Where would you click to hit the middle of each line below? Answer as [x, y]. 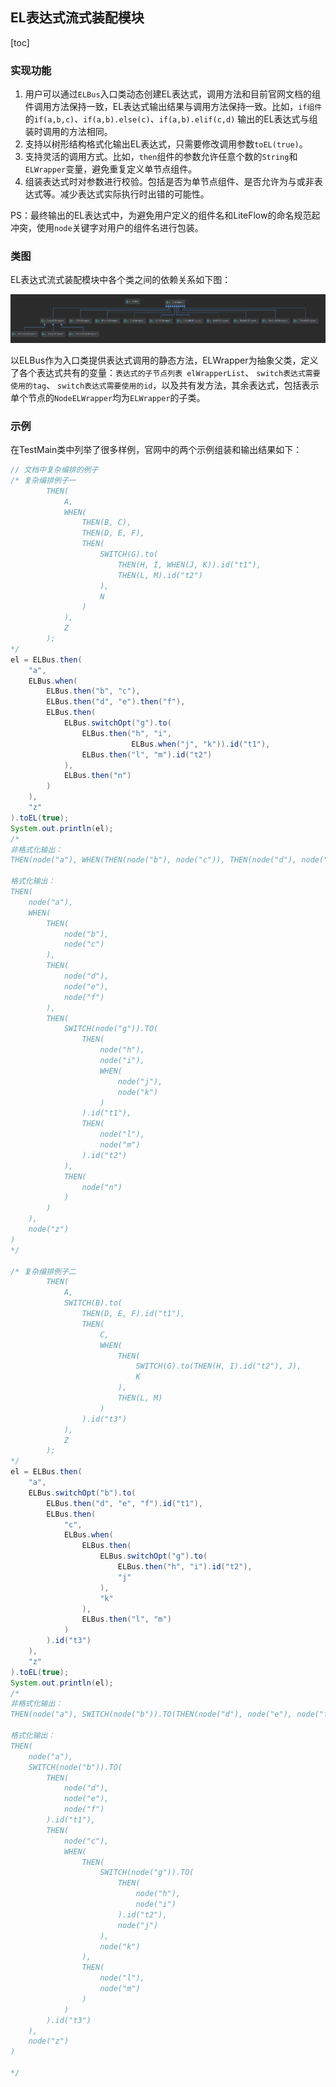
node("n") [102, 1187]
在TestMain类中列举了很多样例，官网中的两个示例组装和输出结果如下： [156, 450]
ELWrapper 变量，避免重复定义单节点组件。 [111, 169]
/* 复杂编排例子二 [43, 1271]
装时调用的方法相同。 [68, 132]
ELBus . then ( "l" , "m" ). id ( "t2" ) [147, 754]
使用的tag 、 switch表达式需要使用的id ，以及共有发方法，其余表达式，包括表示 [165, 385]
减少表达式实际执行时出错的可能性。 [134, 194]
